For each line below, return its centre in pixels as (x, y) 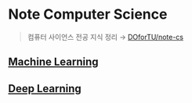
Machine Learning (54, 62)
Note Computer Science (88, 14)
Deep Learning (45, 89)
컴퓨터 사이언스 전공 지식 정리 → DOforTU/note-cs (105, 37)
